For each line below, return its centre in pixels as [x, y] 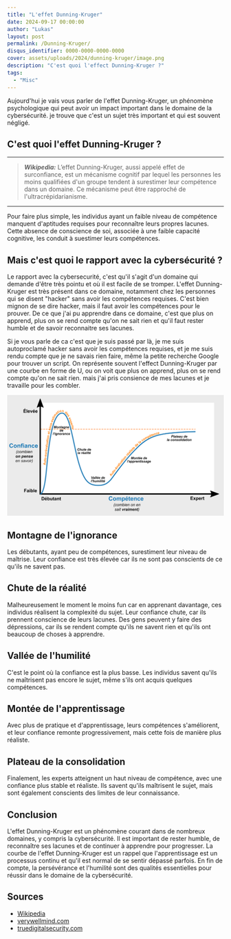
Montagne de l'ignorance [63, 535]
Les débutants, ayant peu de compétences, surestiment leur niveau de [107, 551]
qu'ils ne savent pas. [36, 566]
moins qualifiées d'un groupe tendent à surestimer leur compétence [120, 182]
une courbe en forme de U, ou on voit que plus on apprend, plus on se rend [114, 371]
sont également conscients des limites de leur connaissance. [93, 793]
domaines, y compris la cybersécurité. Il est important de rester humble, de [113, 839]
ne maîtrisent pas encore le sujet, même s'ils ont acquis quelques [100, 680]
